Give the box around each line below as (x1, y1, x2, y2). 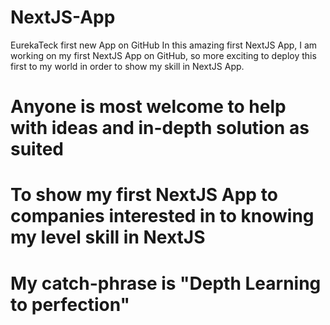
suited (10, 138, 65, 161)
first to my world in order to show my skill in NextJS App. (10, 60, 245, 72)
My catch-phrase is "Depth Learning (10, 272, 322, 295)
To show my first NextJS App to (10, 184, 278, 206)
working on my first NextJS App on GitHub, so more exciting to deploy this (10, 49, 317, 61)
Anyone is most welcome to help (10, 96, 287, 118)
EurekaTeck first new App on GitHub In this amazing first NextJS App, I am (10, 39, 318, 51)
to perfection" (10, 293, 131, 316)
